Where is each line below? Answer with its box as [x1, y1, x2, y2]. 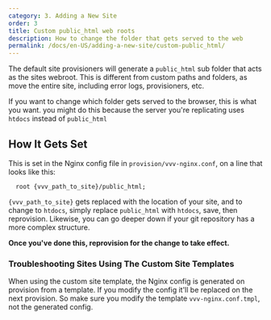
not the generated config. [8, 302, 94, 312]
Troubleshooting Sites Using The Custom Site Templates [8, 258, 235, 269]
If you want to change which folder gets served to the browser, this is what [8, 97, 257, 106]
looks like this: [8, 167, 56, 177]
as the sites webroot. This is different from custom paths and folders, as [8, 73, 248, 82]
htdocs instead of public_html [8, 114, 107, 123]
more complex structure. [8, 222, 90, 232]
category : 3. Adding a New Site [8, 11, 117, 20]
